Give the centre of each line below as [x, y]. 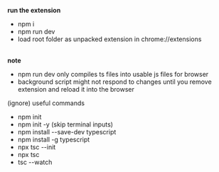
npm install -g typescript [54, 139]
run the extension [34, 10]
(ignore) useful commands [46, 103]
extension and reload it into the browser [76, 89]
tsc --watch [35, 162]
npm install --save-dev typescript [67, 132]
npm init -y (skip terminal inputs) [65, 124]
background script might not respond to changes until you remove [114, 82]
